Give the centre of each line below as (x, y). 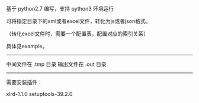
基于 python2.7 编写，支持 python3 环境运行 (60, 9)
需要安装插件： (24, 82)
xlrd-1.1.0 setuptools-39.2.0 (39, 94)
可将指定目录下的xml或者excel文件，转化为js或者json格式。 (78, 21)
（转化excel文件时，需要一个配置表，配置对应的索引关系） (78, 34)
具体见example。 (27, 46)
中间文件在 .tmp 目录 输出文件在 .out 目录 (56, 64)
